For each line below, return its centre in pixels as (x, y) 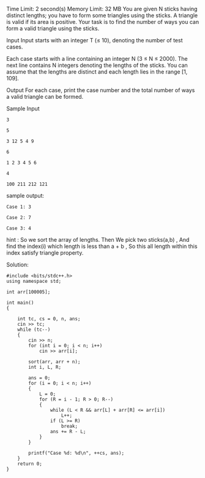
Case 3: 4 (19, 228)
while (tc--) (34, 330)
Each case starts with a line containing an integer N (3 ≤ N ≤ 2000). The (97, 59)
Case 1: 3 (19, 207)
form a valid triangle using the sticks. (53, 28)
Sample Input (23, 109)
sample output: (25, 195)
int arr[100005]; (28, 292)
